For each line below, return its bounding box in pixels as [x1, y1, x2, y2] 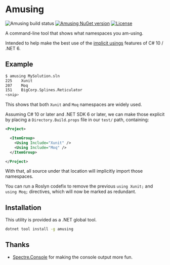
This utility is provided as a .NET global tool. [5, 217, 97, 223]
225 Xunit [5, 78, 33, 83]
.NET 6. [5, 45, 21, 51]
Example [5, 60, 33, 69]
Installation [5, 203, 41, 212]
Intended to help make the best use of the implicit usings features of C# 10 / [5, 40, 163, 46]
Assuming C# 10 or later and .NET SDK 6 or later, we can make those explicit [5, 111, 165, 118]
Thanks [5, 241, 30, 249]
